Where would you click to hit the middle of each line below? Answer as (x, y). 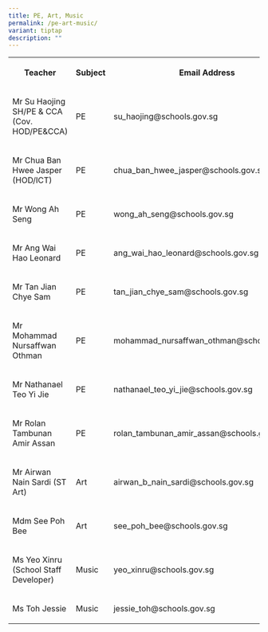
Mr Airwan (32, 473)
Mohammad (35, 336)
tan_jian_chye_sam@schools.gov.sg (181, 292)
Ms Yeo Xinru (37, 560)
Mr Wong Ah (36, 210)
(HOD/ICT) (32, 180)
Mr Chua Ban (37, 160)
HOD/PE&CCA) (40, 132)
